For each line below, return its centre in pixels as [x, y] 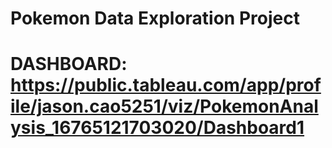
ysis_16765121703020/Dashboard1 [157, 128]
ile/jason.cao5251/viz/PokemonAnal [164, 106]
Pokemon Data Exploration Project [155, 18]
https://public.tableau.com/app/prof [166, 85]
